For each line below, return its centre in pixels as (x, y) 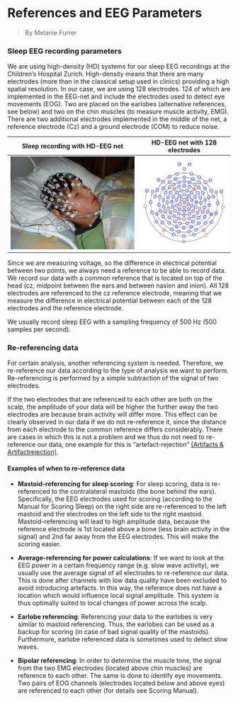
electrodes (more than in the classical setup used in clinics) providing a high (118, 81)
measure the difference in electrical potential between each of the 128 (110, 300)
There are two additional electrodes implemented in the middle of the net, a (117, 119)
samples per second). (39, 329)
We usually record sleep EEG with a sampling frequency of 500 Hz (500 (112, 322)
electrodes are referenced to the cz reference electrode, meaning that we (114, 293)
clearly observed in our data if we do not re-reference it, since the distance (117, 421)
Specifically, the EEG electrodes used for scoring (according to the (115, 499)
